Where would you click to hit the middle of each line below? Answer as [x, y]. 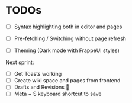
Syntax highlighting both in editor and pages [68, 27]
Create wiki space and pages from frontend [67, 81]
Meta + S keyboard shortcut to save [58, 94]
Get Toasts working [38, 74]
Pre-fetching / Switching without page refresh [70, 38]
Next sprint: [20, 62]
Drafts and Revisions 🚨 [42, 87]
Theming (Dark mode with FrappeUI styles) [67, 50]
